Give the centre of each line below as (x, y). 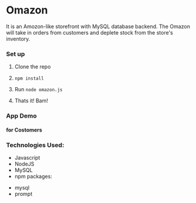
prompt (23, 194)
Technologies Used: (35, 145)
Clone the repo (33, 67)
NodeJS (24, 164)
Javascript (27, 158)
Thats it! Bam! (31, 101)
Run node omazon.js (38, 90)
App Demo (21, 116)
